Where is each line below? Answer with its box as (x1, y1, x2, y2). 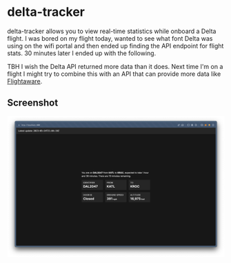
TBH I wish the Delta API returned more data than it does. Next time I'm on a (7, 62, 223, 70)
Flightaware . (7, 77, 43, 85)
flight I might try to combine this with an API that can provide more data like (7, 70, 221, 78)
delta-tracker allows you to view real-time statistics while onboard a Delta (7, 27, 217, 35)
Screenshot (7, 97, 59, 109)
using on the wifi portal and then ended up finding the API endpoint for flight (7, 41, 224, 50)
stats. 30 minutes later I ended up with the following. (7, 49, 157, 57)
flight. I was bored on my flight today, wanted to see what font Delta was (7, 34, 213, 42)
